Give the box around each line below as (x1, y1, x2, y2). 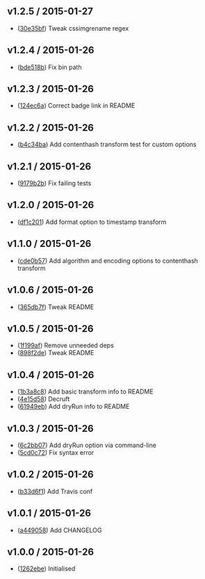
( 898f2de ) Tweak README (17, 349, 95, 357)
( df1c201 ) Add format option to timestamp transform (17, 218, 167, 226)
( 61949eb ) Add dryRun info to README (17, 403, 130, 411)
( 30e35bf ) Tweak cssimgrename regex (17, 24, 129, 32)
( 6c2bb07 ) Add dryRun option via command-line (17, 441, 156, 449)
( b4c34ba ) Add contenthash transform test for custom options (17, 140, 197, 149)
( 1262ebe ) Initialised (17, 564, 76, 573)
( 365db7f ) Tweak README (17, 303, 95, 311)
